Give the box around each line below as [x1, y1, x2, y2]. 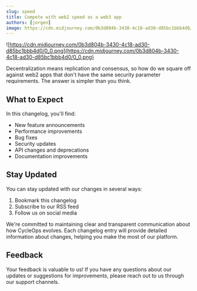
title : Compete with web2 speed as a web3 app [6, 14, 122, 20]
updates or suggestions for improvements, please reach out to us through [6, 272, 185, 279]
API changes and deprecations [14, 146, 89, 153]
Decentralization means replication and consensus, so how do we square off [6, 65, 191, 72]
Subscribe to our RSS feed [14, 203, 79, 210]
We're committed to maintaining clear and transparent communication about [6, 220, 191, 228]
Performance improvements [14, 128, 83, 135]
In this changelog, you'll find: [6, 110, 76, 118]
